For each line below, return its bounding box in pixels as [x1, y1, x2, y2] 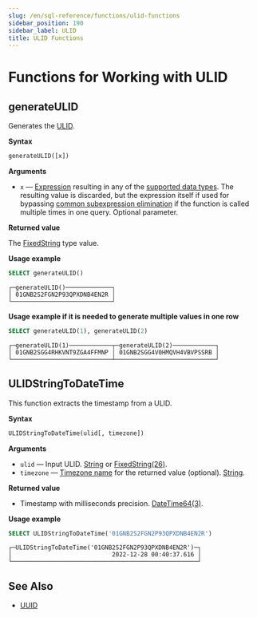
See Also [8, 579, 53, 593]
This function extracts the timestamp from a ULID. [8, 398, 172, 408]
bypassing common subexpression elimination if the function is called [19, 199, 250, 208]
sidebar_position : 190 [8, 19, 84, 27]
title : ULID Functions [8, 34, 84, 42]
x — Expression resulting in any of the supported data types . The [19, 182, 234, 192]
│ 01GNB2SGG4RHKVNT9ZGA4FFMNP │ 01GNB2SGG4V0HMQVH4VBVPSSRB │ [8, 348, 219, 356]
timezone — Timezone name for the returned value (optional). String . [19, 468, 245, 477]
